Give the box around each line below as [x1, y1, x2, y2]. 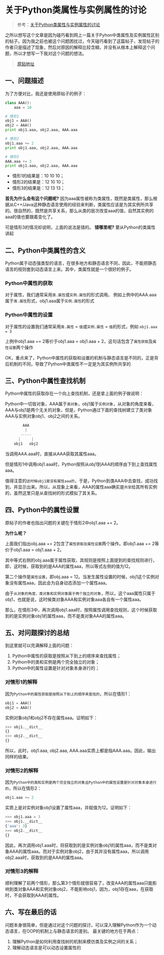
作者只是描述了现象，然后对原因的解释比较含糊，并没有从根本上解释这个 [5, 44, 151, 50]
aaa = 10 [14, 105, 32, 110]
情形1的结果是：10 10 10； [12, 173, 65, 179]
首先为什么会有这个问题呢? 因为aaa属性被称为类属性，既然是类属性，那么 [5, 196, 153, 202]
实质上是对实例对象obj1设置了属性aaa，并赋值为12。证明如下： [5, 805, 132, 811]
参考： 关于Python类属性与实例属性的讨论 [17, 22, 100, 27]
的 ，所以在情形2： [5, 785, 42, 791]
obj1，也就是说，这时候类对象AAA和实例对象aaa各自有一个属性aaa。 [5, 596, 144, 602]
